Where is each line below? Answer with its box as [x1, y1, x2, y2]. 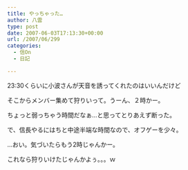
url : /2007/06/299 [7, 36, 60, 43]
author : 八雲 [7, 17, 43, 24]
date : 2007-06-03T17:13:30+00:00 [7, 29, 104, 37]
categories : [7, 42, 41, 49]
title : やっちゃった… [7, 10, 64, 17]
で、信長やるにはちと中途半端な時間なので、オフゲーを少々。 [7, 126, 182, 134]
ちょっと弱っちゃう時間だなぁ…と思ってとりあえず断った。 [7, 110, 176, 119]
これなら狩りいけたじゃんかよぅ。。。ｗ [7, 155, 116, 163]
